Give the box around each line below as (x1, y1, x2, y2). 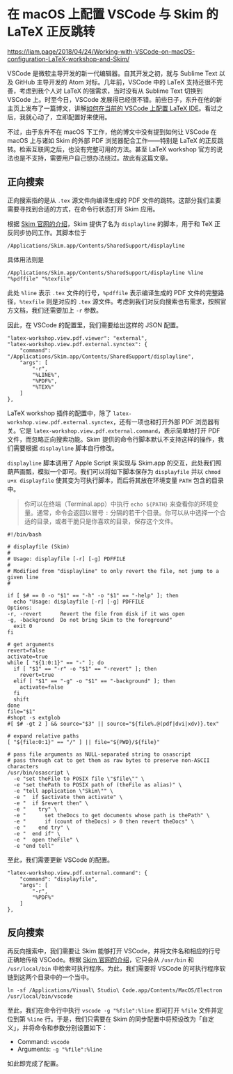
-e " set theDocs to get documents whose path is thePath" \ (13, 812, 210, 819)
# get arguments (7, 641, 54, 648)
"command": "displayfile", (19, 875, 98, 883)
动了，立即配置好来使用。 (37, 112, 111, 121)
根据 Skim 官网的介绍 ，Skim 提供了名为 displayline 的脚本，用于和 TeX (7, 219, 214, 228)
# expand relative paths (7, 732, 79, 740)
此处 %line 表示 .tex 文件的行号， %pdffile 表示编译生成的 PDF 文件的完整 (7, 288, 218, 297)
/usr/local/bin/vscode (7, 992, 73, 1000)
